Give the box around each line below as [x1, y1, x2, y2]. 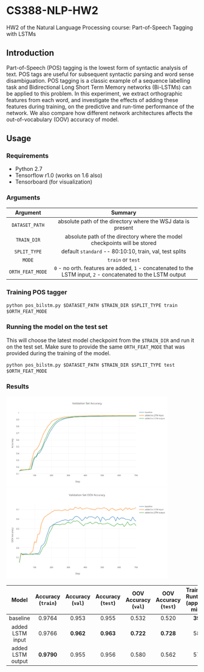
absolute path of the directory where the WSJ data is [57, 218, 190, 225]
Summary [111, 209, 137, 216]
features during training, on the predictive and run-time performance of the [6, 103, 194, 110]
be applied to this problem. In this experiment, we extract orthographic [6, 89, 183, 97]
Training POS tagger [6, 288, 67, 296]
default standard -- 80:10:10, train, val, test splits [61, 248, 186, 255]
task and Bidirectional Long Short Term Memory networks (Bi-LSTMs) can [6, 83, 192, 91]
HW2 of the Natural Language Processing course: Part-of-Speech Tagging [6, 24, 193, 31]
